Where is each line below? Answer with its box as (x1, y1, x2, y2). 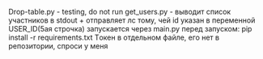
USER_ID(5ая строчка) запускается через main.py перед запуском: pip (8, 24, 252, 33)
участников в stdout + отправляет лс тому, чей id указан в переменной (8, 15, 256, 25)
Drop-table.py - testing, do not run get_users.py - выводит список (8, 7, 231, 16)
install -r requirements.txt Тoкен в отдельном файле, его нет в (8, 32, 220, 42)
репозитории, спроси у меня (8, 41, 108, 51)
